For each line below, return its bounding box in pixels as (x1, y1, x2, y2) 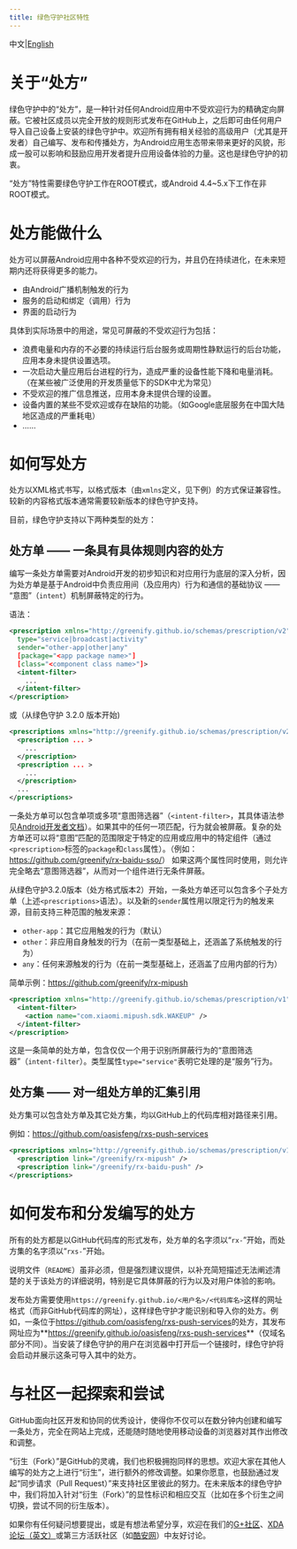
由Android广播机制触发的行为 (21, 284, 129, 295)
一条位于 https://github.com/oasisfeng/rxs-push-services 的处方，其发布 (24, 1316, 286, 1327)
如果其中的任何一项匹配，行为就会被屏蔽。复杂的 (95, 821, 274, 832)
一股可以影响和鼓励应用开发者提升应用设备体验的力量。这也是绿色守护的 (16, 148, 280, 158)
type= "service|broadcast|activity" (17, 635, 148, 644)
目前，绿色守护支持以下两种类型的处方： (9, 514, 156, 525)
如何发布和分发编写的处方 (9, 1203, 196, 1223)
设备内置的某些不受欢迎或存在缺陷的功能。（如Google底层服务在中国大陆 (21, 399, 286, 410)
